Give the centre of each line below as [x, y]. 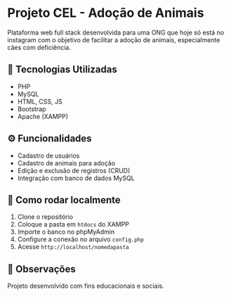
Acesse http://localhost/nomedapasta [73, 247]
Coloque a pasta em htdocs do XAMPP [73, 225]
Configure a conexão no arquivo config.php [80, 239]
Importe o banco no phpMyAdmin [66, 232]
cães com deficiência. [39, 47]
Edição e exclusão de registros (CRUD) [74, 170]
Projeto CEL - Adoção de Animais [106, 13]
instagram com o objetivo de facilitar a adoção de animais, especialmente [114, 39]
